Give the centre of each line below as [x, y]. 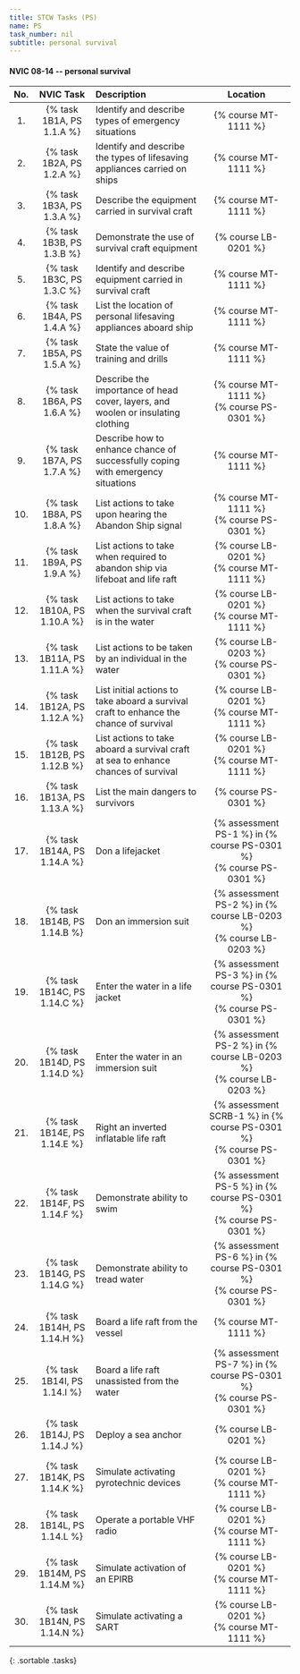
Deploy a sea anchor [138, 1435]
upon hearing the [131, 514]
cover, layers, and [133, 402]
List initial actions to [137, 690]
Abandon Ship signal [139, 526]
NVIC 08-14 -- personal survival [70, 71]
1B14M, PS [62, 1574]
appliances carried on [141, 169]
